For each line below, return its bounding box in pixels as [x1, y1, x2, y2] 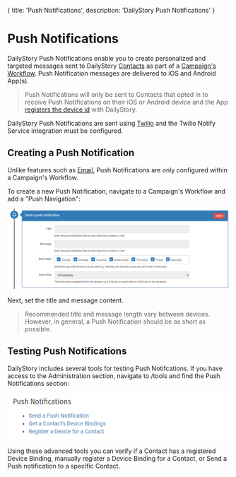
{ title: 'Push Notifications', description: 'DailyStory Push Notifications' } [7, 6, 216, 14]
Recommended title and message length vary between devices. [24, 310, 211, 318]
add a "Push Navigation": [7, 194, 81, 203]
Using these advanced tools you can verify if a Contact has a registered [7, 447, 216, 455]
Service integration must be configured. [7, 126, 124, 135]
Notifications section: [7, 379, 69, 387]
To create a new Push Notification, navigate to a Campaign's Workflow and [7, 187, 226, 195]
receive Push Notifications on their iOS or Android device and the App [24, 98, 228, 106]
